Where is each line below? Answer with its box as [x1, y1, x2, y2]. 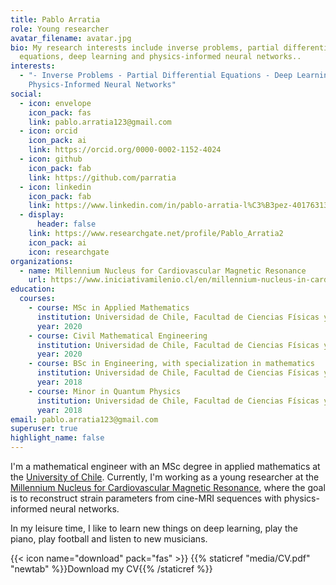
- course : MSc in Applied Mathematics [28, 303, 190, 313]
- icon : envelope [19, 98, 92, 108]
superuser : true [10, 424, 78, 434]
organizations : [10, 256, 74, 266]
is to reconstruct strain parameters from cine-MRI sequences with [10, 492, 282, 504]
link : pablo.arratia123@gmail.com [28, 117, 172, 127]
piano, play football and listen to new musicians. [10, 533, 208, 545]
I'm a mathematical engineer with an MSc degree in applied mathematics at [10, 461, 321, 472]
